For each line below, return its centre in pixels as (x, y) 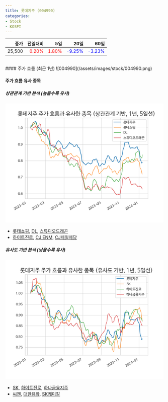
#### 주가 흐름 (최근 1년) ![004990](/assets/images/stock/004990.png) (79, 68)
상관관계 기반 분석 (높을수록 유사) (37, 93)
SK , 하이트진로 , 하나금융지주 (40, 388)
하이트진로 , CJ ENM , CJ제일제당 (45, 237)
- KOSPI (13, 27)
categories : (18, 16)
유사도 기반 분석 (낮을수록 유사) (35, 250)
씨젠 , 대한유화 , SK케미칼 (36, 394)
